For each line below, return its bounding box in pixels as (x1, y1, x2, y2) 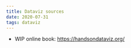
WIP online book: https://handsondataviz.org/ (14, 36, 125, 43)
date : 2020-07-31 (6, 14, 49, 20)
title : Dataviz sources (6, 8, 65, 15)
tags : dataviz (6, 19, 41, 25)
